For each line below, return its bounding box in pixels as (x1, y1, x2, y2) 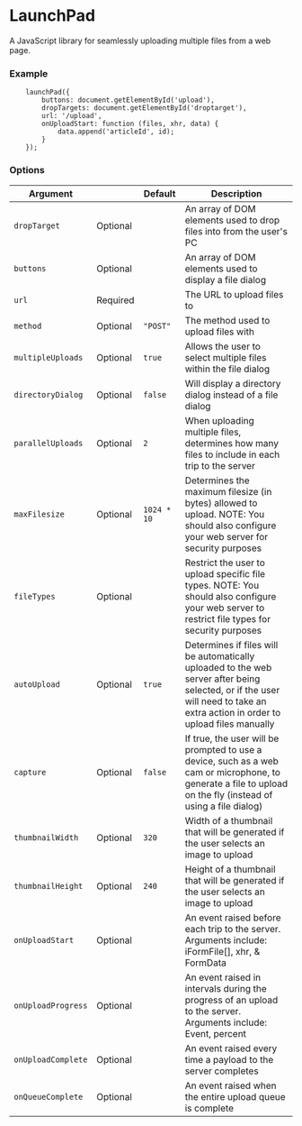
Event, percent (184, 1027, 247, 1039)
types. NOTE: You (184, 579, 260, 591)
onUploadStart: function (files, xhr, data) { (41, 119, 219, 129)
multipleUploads (13, 352, 84, 362)
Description (210, 187, 262, 199)
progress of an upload (184, 993, 279, 1006)
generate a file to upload (184, 777, 289, 790)
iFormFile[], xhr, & (184, 945, 261, 957)
